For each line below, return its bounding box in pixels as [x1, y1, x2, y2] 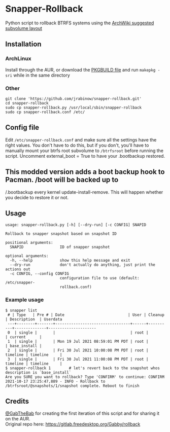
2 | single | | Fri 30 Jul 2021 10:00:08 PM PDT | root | [7, 348, 149, 353]
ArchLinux [5, 55, 31, 62]
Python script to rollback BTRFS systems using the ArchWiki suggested [5, 20, 154, 26]
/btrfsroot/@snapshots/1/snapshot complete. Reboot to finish [5, 383, 140, 388]
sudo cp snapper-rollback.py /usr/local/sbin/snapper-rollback [5, 105, 142, 110]
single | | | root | [18, 330, 149, 335]
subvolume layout [5, 25, 42, 31]
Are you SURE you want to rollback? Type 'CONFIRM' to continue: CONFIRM [5, 374, 165, 379]
